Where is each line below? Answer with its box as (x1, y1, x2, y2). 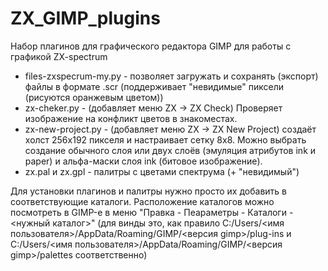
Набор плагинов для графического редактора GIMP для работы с (10, 40, 292, 52)
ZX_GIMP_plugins (10, 7, 161, 30)
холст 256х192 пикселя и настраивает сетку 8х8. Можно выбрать (24, 133, 307, 146)
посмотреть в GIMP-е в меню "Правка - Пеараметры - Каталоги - (10, 206, 294, 218)
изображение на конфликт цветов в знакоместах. (24, 112, 238, 124)
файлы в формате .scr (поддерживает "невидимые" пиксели (24, 80, 284, 92)
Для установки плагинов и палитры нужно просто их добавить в (10, 185, 287, 197)
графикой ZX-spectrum (10, 50, 108, 62)
